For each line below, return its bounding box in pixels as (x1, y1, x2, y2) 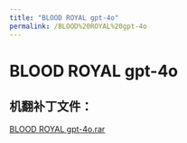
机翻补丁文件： (9, 99, 93, 114)
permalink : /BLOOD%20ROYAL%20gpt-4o (9, 22, 147, 31)
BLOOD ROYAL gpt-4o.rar (9, 123, 106, 134)
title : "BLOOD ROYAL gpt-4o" (9, 13, 119, 23)
